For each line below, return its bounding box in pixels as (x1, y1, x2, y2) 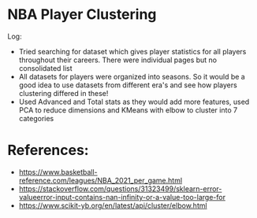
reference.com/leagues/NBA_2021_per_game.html (18, 176, 183, 185)
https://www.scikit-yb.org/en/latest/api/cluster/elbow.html (18, 201, 207, 210)
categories (18, 113, 54, 123)
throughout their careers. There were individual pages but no (18, 55, 218, 65)
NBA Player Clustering (7, 6, 157, 24)
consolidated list (18, 63, 73, 72)
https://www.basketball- (18, 167, 98, 176)
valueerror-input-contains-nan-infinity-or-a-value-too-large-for (18, 192, 226, 201)
